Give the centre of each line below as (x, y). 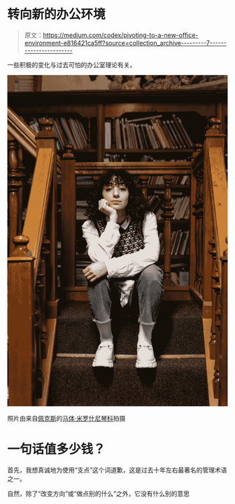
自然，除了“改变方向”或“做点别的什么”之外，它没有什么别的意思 (99, 493)
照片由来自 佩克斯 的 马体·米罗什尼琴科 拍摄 (66, 418)
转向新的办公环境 (57, 14)
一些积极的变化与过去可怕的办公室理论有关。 (72, 64)
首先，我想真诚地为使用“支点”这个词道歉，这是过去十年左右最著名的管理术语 (117, 470)
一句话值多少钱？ (57, 449)
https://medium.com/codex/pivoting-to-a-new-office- (121, 35)
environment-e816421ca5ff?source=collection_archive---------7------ (126, 43)
